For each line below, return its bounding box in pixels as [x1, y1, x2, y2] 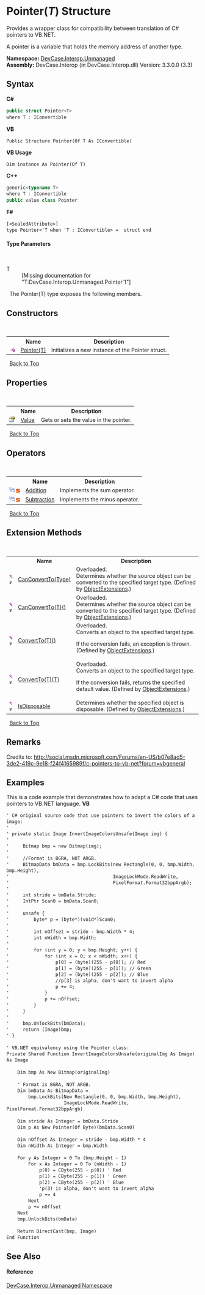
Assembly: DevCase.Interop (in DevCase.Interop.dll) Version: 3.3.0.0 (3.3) [6, 61, 193, 68]
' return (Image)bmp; [6, 1027, 72, 1033]
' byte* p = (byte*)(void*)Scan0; [6, 917, 116, 923]
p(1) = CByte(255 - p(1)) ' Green [38, 1173, 127, 1179]
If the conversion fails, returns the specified [76, 679, 185, 686]
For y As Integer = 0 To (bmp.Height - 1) [17, 1155, 127, 1161]
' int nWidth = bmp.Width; [6, 935, 97, 941]
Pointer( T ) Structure [6, 4, 111, 18]
